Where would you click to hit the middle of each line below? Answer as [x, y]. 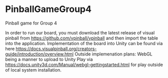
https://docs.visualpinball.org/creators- [56, 48]
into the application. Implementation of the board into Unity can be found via [84, 43]
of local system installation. [33, 70]
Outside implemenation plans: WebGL [114, 54]
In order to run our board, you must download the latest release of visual [80, 32]
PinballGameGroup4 [48, 9]
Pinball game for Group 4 [31, 23]
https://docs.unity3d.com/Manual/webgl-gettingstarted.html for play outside [84, 64]
